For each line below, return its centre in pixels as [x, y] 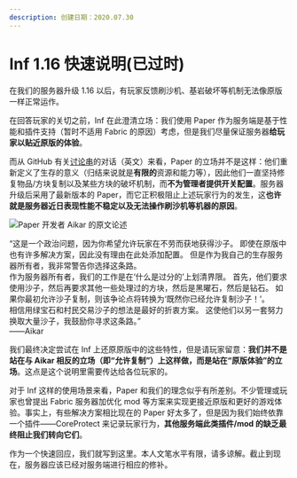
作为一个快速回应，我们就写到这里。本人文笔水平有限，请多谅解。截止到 [141, 453]
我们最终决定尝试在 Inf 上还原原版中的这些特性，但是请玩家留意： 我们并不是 [148, 349]
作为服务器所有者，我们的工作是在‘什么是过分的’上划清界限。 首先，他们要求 [148, 277]
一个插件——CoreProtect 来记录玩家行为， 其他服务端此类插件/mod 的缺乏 [144, 423]
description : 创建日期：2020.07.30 [72, 17]
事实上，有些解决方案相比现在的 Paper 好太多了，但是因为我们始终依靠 [154, 412]
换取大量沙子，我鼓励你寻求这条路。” [75, 321]
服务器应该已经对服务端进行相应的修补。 [98, 464]
